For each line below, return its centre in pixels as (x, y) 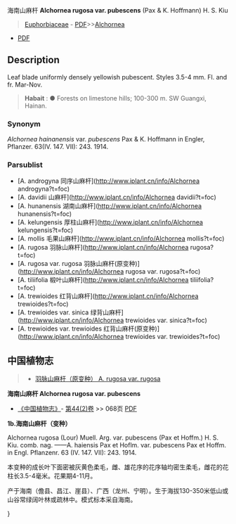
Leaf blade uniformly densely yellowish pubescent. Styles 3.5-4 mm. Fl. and (117, 77)
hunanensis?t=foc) (45, 214)
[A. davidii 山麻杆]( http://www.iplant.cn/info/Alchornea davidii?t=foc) (117, 197)
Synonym (24, 124)
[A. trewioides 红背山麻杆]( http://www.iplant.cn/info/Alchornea (108, 296)
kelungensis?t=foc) (45, 230)
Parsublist (25, 165)
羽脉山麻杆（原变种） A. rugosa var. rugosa (98, 379)
